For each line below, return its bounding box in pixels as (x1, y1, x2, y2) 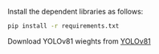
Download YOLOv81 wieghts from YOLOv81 (7, 36, 152, 46)
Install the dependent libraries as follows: (7, 7, 144, 16)
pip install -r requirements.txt (7, 22, 120, 30)
